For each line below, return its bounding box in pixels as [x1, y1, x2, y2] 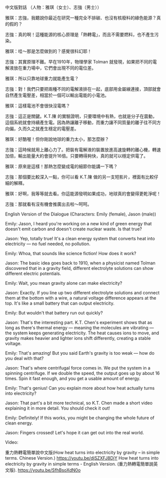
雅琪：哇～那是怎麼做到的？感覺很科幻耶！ [5, 49, 92, 54]
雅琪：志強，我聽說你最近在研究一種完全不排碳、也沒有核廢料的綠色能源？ [5, 15, 157, 21]
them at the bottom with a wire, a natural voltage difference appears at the [5, 295, 157, 301]
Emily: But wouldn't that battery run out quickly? [5, 310, 103, 316]
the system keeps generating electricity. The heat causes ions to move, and [5, 330, 160, 336]
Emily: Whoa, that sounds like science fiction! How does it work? [5, 251, 137, 256]
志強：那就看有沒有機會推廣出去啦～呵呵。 [5, 201, 92, 207]
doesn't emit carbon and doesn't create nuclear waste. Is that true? [5, 226, 142, 232]
